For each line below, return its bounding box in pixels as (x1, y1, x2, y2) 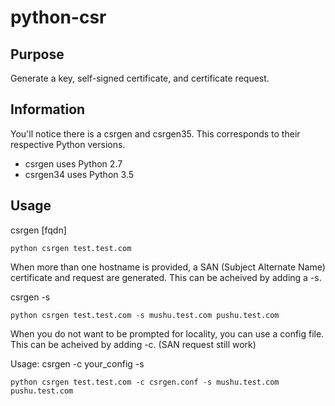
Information (10, 101, 86, 118)
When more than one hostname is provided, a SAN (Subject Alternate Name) (10, 261, 326, 273)
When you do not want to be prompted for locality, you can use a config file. (10, 327, 325, 340)
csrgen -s (10, 291, 51, 303)
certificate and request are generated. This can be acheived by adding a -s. (10, 271, 322, 283)
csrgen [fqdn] (10, 224, 67, 236)
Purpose (10, 46, 65, 63)
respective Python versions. (10, 138, 126, 150)
